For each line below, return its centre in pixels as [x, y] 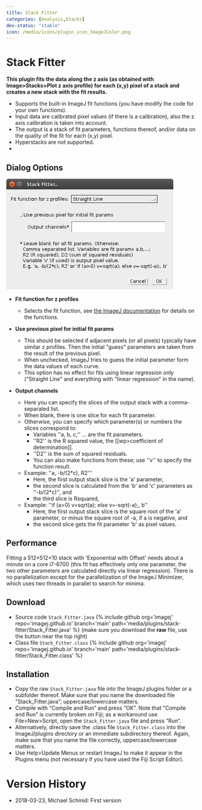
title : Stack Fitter [32, 13]
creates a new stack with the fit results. [57, 92]
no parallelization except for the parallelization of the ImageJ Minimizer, [95, 577]
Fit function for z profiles [47, 299]
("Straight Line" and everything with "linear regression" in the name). [109, 379]
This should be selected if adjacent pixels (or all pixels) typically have [110, 340]
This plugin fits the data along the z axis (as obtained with [80, 79]
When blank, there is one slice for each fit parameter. [90, 415]
